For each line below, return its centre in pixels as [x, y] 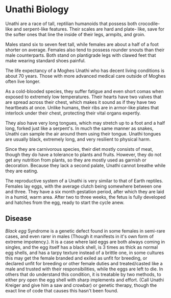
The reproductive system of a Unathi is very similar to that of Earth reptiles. [84, 180]
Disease [18, 219]
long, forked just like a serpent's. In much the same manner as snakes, [80, 128]
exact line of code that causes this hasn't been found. [62, 290]
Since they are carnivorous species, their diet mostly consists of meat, [79, 149]
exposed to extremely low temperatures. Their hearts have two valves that [83, 97]
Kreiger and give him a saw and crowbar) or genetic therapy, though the [81, 285]
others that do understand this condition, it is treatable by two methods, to [83, 274]
